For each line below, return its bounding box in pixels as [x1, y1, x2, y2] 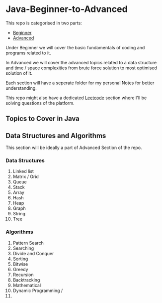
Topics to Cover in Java [5, 115, 80, 123]
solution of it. [5, 70, 33, 76]
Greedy [12, 266, 29, 272]
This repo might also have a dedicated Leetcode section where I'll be [5, 95, 147, 101]
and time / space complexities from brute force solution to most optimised [5, 65, 157, 71]
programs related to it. [5, 50, 51, 56]
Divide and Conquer [12, 250, 54, 256]
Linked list [12, 168, 34, 174]
